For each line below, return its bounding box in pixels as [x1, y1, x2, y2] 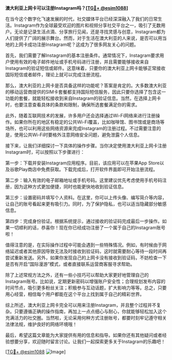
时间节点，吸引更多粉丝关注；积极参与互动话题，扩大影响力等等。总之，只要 [5, 285, 167, 291]
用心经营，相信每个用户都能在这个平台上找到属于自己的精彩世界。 [5, 291, 144, 297]
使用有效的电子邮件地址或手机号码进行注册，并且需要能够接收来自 [9, 59, 149, 65]
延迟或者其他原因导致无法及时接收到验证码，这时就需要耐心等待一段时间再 [9, 248, 167, 254]
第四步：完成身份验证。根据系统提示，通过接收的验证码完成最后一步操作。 [5, 218, 162, 224]
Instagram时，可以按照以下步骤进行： [5, 149, 85, 155]
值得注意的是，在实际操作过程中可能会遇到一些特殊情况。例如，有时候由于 [5, 242, 162, 248]
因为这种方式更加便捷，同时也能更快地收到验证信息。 [14, 184, 126, 189]
